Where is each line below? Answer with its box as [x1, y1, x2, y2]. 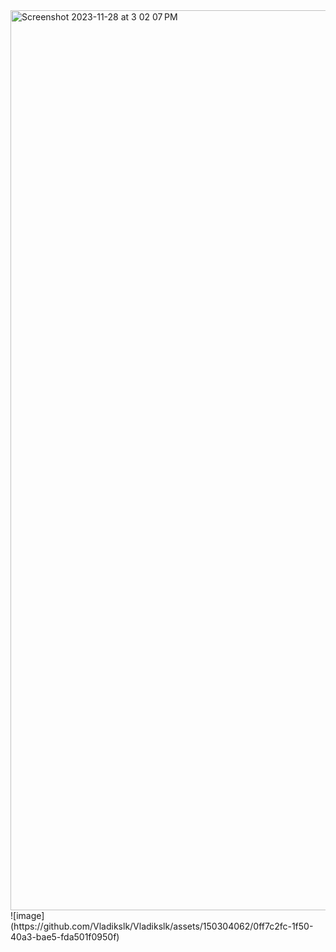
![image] [10, 910, 45, 921]
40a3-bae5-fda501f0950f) [10, 931, 120, 943]
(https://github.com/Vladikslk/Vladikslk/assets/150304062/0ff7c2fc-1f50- [10, 920, 314, 932]
